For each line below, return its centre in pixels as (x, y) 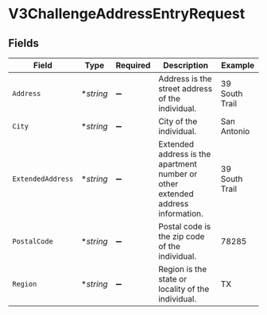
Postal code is (185, 227)
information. (181, 213)
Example (238, 65)
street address (186, 88)
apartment (178, 164)
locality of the (184, 289)
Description (186, 65)
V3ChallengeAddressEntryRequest (127, 14)
